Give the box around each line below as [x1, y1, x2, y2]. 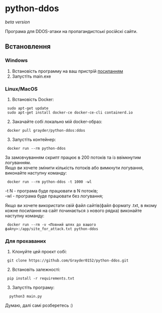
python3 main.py [9, 294, 42, 299]
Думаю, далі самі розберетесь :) [5, 302, 74, 309]
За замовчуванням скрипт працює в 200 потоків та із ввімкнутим [5, 154, 141, 160]
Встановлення [5, 42, 51, 51]
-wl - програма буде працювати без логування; [5, 193, 103, 199]
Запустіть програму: [12, 285, 55, 291]
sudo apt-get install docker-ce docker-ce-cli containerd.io [7, 110, 133, 115]
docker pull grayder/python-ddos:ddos [7, 128, 86, 133]
